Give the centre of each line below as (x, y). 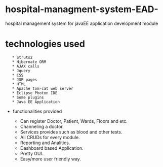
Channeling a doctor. (42, 126)
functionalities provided (37, 111)
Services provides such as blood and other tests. (71, 132)
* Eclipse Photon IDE (35, 93)
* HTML (19, 84)
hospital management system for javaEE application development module (82, 23)
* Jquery (21, 71)
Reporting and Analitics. (45, 143)
